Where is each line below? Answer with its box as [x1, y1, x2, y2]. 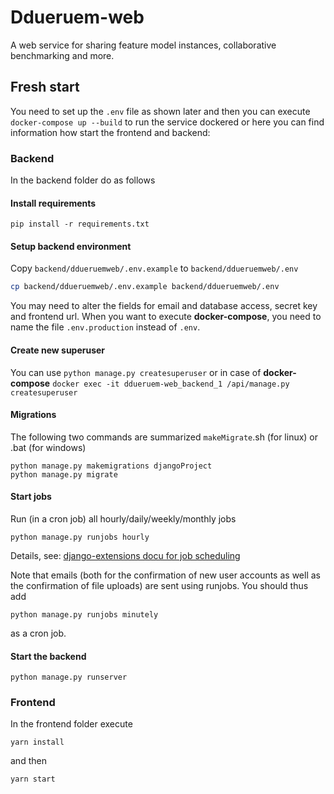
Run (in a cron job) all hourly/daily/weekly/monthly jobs [10, 512, 237, 525]
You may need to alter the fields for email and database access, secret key [10, 300, 318, 312]
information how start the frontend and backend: [10, 126, 211, 138]
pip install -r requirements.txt [10, 219, 150, 230]
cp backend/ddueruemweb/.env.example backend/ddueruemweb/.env [10, 282, 280, 292]
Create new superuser [10, 344, 106, 356]
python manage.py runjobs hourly [10, 532, 150, 542]
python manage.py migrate [10, 469, 118, 480]
